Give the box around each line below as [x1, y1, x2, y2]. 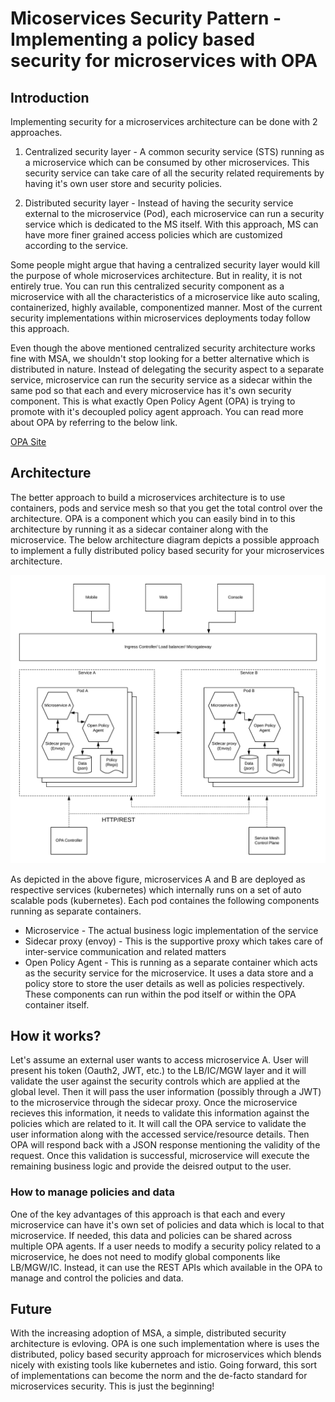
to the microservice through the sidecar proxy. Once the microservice [10, 1097, 298, 1109]
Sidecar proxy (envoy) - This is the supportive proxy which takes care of [24, 935, 324, 947]
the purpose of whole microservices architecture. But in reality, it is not [10, 270, 303, 281]
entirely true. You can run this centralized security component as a [10, 280, 285, 292]
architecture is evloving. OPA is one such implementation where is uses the [10, 1338, 320, 1350]
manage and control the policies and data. [10, 1272, 184, 1284]
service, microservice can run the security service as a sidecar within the [10, 374, 313, 386]
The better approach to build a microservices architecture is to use [10, 491, 286, 503]
